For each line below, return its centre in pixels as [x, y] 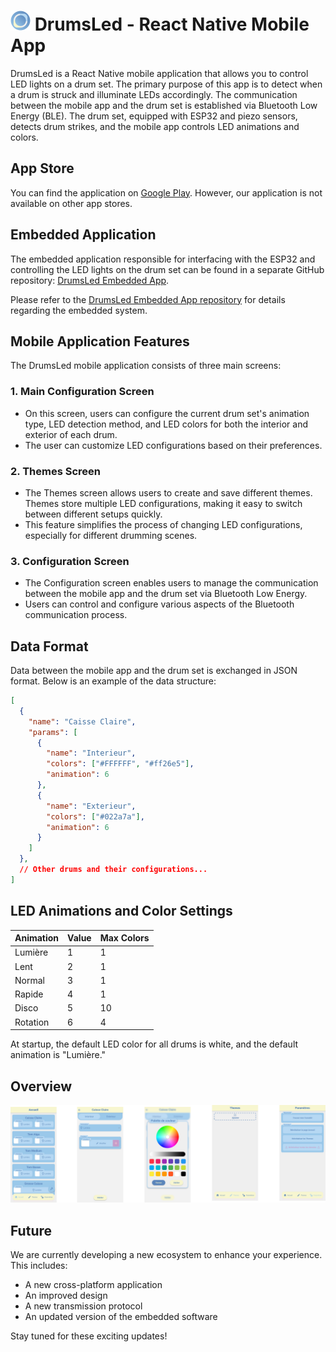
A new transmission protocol [83, 1306]
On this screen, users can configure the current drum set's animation [167, 413]
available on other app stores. [71, 203]
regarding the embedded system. [79, 310]
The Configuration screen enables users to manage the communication [171, 583]
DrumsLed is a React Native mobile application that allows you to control [159, 73]
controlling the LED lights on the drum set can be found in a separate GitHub [167, 269]
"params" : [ [53, 732]
